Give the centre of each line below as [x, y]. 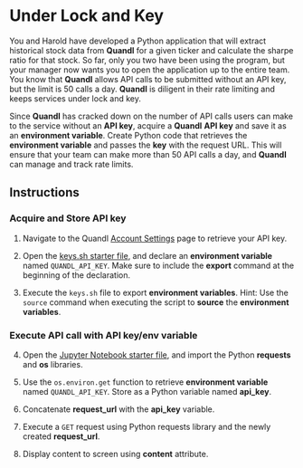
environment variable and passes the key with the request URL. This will [146, 145]
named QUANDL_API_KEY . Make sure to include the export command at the [158, 265]
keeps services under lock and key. [76, 98]
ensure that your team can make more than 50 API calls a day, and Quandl [148, 154]
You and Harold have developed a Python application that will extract [138, 41]
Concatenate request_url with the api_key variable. [118, 409]
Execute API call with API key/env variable [104, 335]
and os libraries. [52, 364]
